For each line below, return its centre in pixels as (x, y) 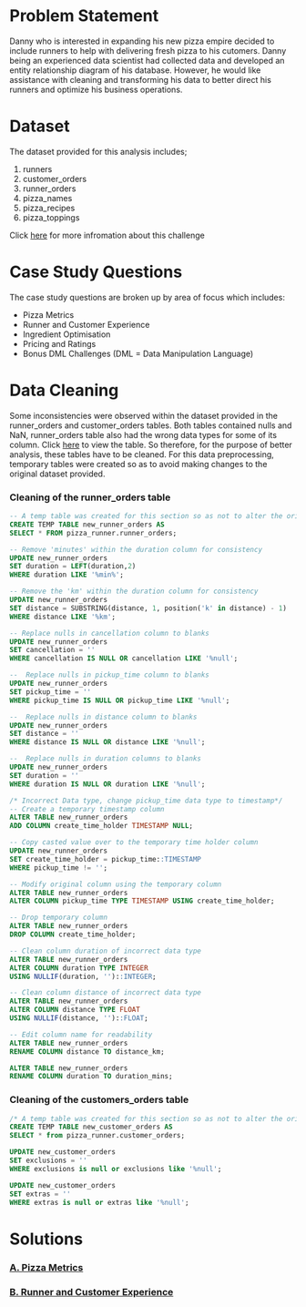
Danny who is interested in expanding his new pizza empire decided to (142, 41)
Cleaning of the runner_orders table (90, 497)
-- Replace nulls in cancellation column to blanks (109, 633)
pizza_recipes (49, 208)
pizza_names (47, 198)
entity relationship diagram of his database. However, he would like (135, 70)
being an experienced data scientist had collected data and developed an (147, 60)
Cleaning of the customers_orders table (99, 1100)
